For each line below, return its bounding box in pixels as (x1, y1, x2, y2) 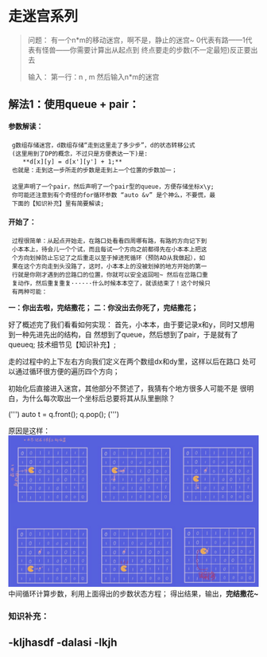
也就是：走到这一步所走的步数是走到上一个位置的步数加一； (11, 166, 178, 174)
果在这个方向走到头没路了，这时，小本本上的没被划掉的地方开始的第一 (11, 262, 207, 270)
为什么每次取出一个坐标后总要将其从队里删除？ (21, 393, 176, 403)
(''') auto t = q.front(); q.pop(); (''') (8, 409, 120, 419)
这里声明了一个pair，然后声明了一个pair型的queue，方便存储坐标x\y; (11, 183, 215, 191)
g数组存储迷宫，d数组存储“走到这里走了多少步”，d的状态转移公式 (11, 141, 195, 149)
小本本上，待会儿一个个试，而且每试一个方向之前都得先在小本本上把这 (11, 245, 207, 254)
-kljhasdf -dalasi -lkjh (8, 635, 118, 650)
